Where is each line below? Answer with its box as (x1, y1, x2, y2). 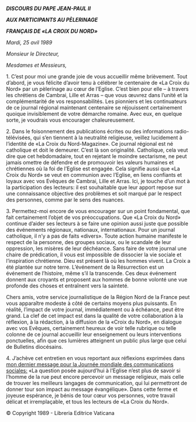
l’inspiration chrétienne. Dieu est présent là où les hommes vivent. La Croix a (6, 258, 191, 264)
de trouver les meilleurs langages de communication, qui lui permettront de (6, 380, 187, 386)
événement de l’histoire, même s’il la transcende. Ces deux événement (6, 270, 177, 277)
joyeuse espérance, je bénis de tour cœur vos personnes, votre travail (6, 392, 176, 399)
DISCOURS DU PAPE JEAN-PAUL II (6, 5, 91, 12)
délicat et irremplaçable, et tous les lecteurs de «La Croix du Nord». (6, 398, 169, 405)
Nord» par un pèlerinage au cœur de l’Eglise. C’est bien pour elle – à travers (6, 85, 189, 92)
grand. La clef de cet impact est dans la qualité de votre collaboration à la (6, 313, 183, 319)
